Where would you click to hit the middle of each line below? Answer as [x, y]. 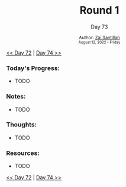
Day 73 [99, 27]
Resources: [23, 153]
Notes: [16, 97]
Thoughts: [22, 125]
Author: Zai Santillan [99, 37]
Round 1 [99, 10]
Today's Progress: [33, 68]
